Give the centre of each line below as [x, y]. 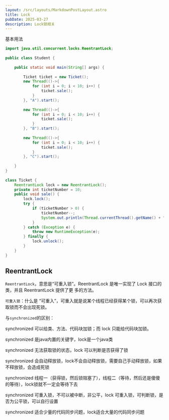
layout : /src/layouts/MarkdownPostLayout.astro [56, 10]
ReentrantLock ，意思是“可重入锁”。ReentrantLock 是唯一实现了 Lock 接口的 [83, 284]
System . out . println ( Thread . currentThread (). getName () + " [103, 218]
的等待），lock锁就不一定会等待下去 [41, 384]
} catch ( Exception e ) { [49, 227]
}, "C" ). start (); [41, 157]
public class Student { [30, 58]
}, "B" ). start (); [41, 129]
